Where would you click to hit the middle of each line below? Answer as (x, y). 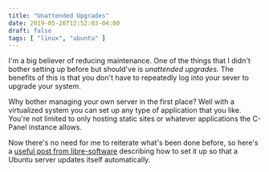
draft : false (30, 30)
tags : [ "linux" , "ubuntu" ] (57, 38)
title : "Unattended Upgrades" (59, 16)
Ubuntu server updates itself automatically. (79, 160)
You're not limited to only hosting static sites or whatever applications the (130, 119)
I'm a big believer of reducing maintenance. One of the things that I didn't (129, 61)
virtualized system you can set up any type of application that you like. (125, 110)
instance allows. (55, 127)
